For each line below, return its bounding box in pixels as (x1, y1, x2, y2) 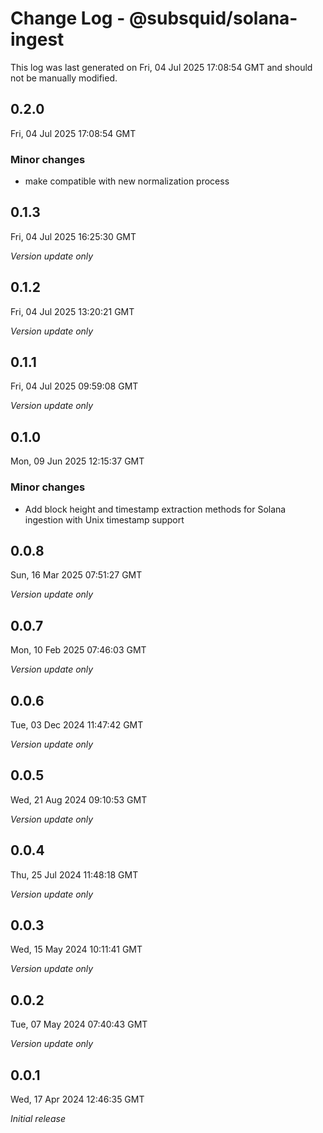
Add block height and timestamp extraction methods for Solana (24, 503, 287, 515)
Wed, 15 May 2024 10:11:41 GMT (10, 943, 143, 956)
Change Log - (10, 7, 126, 30)
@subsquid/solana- (128, 7, 298, 30)
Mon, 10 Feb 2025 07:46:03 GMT (10, 644, 147, 656)
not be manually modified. (10, 72, 118, 84)
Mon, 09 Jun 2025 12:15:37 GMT (10, 455, 145, 467)
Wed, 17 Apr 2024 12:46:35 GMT (10, 1093, 145, 1106)
